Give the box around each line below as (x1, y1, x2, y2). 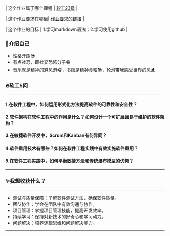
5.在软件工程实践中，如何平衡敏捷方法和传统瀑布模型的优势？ (5, 158, 134, 164)
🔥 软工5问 (5, 82, 28, 89)
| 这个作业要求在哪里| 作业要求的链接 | (5, 16, 84, 22)
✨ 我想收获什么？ (5, 178, 46, 185)
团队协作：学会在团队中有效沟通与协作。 (12, 201, 97, 207)
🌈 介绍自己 (5, 40, 30, 47)
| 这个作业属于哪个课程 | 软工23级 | (5, 5, 78, 11)
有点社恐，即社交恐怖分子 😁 (12, 59, 71, 65)
